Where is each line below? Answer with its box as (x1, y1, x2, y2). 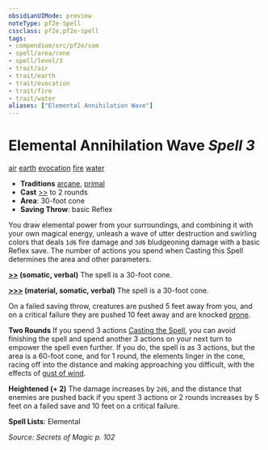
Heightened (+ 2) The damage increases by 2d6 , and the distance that (8, 384, 242, 394)
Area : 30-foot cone (19, 196, 86, 206)
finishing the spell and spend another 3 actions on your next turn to (8, 334, 232, 344)
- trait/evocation (8, 79, 70, 87)
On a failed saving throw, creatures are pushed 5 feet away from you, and (8, 302, 253, 311)
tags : (8, 34, 27, 43)
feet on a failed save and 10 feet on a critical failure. (8, 401, 180, 411)
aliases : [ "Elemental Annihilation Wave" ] (8, 102, 153, 110)
